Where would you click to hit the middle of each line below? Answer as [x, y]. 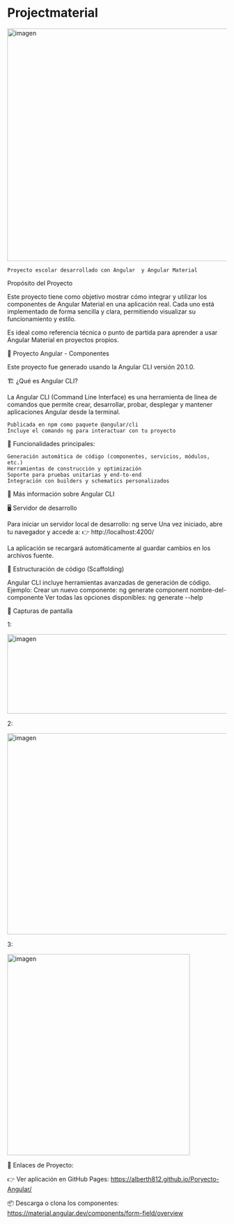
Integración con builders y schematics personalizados [88, 481]
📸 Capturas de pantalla [40, 611]
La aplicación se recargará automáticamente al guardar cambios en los [109, 548]
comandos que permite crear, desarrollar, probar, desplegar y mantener [110, 404]
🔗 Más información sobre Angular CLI [61, 494]
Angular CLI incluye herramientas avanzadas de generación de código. [109, 582]
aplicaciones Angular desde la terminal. [64, 412]
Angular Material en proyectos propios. [63, 339]
